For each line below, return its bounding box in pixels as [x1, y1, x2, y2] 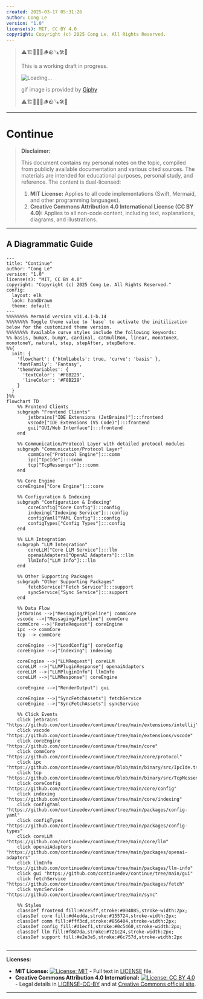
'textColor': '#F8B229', [22, 372, 85, 378]
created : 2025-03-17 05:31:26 [6, 8, 83, 15]
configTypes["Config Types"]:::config [28, 520, 126, 526]
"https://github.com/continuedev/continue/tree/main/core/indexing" [6, 796, 182, 802]
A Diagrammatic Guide [6, 239, 93, 249]
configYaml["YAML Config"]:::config [28, 515, 120, 521]
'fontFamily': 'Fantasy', [17, 361, 83, 367]
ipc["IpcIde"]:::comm [28, 456, 83, 463]
